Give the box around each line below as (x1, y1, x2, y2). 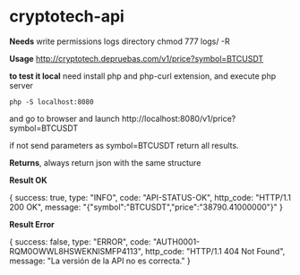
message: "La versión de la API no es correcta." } (9, 255, 191, 266)
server (9, 80, 34, 90)
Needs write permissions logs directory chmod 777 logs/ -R (9, 36, 230, 47)
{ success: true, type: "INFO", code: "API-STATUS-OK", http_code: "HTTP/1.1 (9, 192, 291, 202)
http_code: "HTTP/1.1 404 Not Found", (144, 245, 286, 256)
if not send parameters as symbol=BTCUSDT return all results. (9, 140, 239, 150)
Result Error (9, 219, 56, 229)
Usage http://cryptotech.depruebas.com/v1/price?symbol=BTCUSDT (9, 53, 264, 64)
